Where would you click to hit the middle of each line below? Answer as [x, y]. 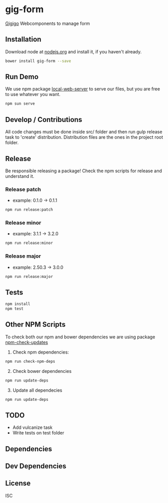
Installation [23, 39]
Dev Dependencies [36, 466]
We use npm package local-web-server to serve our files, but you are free [83, 89]
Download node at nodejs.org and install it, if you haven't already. [73, 51]
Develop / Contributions [44, 120]
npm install [18, 304]
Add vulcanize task [32, 427]
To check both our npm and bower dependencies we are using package [80, 337]
